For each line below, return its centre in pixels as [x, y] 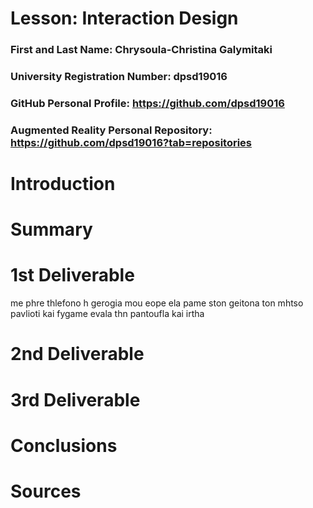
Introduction [63, 184]
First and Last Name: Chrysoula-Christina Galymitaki [141, 50]
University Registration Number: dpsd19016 [119, 77]
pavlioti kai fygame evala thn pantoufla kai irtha [107, 314]
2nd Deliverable [77, 354]
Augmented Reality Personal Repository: [111, 130]
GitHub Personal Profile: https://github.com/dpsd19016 [147, 103]
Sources [46, 491]
